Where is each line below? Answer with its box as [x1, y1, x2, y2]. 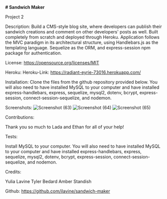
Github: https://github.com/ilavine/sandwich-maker [5, 188, 111, 194]
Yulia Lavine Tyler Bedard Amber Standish [5, 179, 92, 184]
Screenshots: [5, 105, 32, 110]
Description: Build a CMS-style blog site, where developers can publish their [5, 23, 162, 29]
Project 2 [5, 14, 24, 19]
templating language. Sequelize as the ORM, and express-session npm [5, 45, 151, 50]
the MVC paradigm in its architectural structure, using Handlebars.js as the [5, 39, 159, 45]
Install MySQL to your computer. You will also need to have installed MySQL [5, 143, 161, 149]
